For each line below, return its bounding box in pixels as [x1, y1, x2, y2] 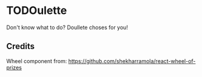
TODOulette [6, 4, 67, 18]
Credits [6, 41, 35, 52]
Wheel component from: [6, 57, 67, 64]
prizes [6, 64, 22, 71]
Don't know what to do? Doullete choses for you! [6, 24, 129, 31]
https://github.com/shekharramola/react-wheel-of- [68, 57, 196, 64]
